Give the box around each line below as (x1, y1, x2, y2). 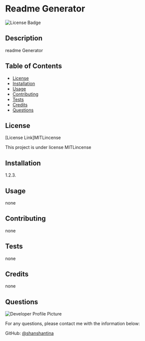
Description (5, 34, 42, 42)
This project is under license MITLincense (5, 144, 91, 150)
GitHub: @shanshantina (5, 330, 54, 336)
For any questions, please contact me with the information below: (5, 320, 140, 326)
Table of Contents (5, 62, 62, 70)
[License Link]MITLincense (5, 134, 61, 140)
